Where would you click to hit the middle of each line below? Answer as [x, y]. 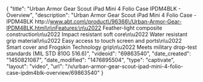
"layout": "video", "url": [35, 66]
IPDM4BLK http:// [28, 21]
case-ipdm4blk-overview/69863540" [53, 73]
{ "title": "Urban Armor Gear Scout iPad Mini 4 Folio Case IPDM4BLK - [94, 9]
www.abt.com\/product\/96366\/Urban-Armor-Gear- [116, 21]
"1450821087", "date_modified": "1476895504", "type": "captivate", [91, 60]
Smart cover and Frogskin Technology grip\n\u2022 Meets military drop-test [101, 47]
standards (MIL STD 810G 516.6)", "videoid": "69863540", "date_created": [98, 53]
